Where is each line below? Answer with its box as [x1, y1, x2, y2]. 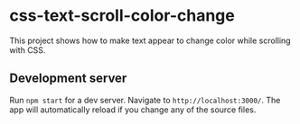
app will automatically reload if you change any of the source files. [9, 104, 257, 115]
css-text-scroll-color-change [9, 5, 235, 26]
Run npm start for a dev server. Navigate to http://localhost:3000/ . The [9, 94, 281, 105]
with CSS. [9, 44, 46, 55]
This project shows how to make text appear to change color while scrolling [9, 35, 291, 46]
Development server [9, 71, 127, 86]
